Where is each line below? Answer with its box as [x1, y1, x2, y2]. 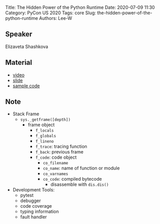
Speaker [5, 30, 33, 39]
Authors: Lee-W [39, 15, 73, 21]
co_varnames [43, 171, 69, 177]
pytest [20, 192, 34, 198]
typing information [20, 209, 59, 215]
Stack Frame [12, 111, 40, 117]
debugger [20, 197, 41, 204]
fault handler [20, 214, 47, 220]
